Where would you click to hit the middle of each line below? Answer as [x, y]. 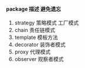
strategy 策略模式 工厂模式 [47, 23]
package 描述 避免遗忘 [34, 9]
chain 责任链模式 [35, 30]
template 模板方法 [36, 37]
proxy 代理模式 [33, 52]
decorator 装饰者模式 [40, 45]
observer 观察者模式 [39, 59]
